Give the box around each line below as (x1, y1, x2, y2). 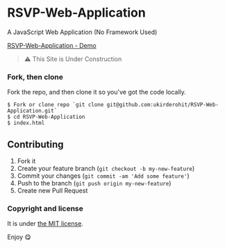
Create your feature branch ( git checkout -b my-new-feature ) (17, 165, 195, 173)
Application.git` (7, 108, 58, 115)
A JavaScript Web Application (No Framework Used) (7, 28, 158, 36)
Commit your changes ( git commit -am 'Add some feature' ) (17, 172, 190, 180)
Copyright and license (7, 204, 83, 213)
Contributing (7, 138, 64, 150)
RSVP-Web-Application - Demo (7, 41, 97, 49)
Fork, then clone (7, 72, 64, 81)
